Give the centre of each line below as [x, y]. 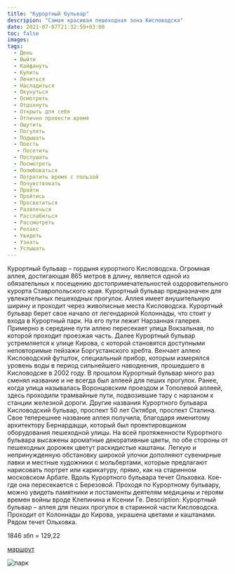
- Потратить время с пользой [56, 177]
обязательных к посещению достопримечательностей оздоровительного [118, 283]
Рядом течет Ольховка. [42, 522]
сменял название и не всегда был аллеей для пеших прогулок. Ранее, [113, 380]
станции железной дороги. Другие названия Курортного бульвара [107, 403]
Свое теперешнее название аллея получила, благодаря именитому [109, 418]
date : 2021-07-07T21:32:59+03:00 [56, 27]
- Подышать [29, 138]
